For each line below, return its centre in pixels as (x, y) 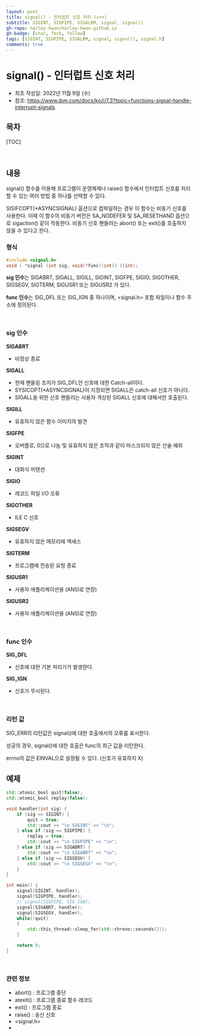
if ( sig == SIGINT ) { (43, 814)
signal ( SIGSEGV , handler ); (50, 913)
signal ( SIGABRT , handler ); (50, 907)
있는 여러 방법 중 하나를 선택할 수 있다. (62, 196)
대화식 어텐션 (30, 469)
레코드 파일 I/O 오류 (37, 493)
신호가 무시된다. (33, 691)
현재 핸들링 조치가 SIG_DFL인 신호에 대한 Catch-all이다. (79, 382)
